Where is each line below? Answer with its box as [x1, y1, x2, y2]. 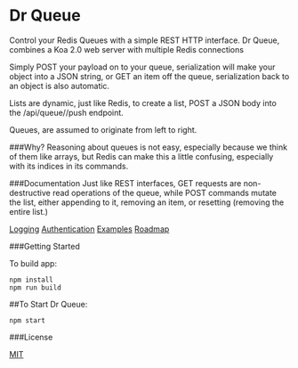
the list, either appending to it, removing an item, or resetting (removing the [9, 197, 285, 208]
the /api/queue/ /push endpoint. [9, 107, 125, 118]
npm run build [9, 282, 62, 292]
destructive [9, 187, 51, 198]
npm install [9, 275, 53, 284]
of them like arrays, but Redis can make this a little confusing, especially [9, 151, 274, 161]
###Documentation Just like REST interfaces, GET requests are [9, 177, 242, 188]
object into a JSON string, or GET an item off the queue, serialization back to [9, 70, 290, 81]
